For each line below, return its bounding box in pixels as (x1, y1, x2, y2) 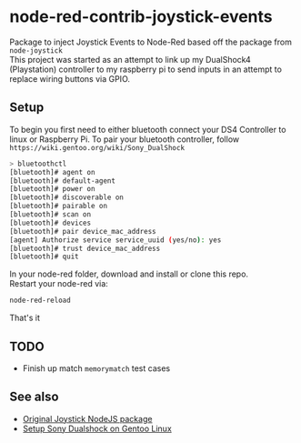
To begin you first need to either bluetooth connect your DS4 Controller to (9, 124, 286, 135)
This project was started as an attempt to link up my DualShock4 (9, 54, 252, 65)
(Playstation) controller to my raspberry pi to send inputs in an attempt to (9, 64, 282, 75)
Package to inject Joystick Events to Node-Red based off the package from (9, 36, 293, 47)
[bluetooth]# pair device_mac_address (9, 227, 156, 236)
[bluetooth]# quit (9, 252, 79, 261)
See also (9, 389, 59, 405)
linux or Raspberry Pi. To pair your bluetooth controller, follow (9, 134, 239, 145)
